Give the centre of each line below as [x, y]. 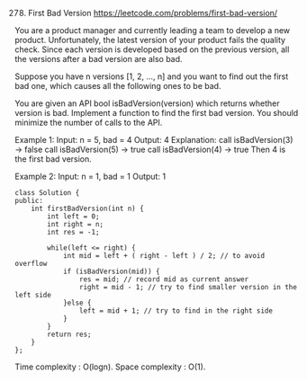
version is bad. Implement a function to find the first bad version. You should [157, 113]
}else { [77, 303]
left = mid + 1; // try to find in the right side [176, 311]
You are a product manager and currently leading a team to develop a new [153, 30]
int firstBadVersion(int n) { [88, 208]
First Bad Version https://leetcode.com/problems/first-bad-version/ [153, 13]
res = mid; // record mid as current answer [164, 279]
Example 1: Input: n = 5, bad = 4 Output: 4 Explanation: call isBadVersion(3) [154, 140]
